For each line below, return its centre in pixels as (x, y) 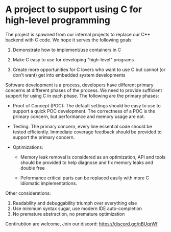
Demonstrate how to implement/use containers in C (67, 50)
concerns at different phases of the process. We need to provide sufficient (84, 90)
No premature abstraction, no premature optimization (69, 214)
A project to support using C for (74, 9)
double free (32, 168)
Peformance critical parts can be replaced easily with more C (85, 178)
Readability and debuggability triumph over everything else (75, 203)
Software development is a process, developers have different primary (79, 85)
